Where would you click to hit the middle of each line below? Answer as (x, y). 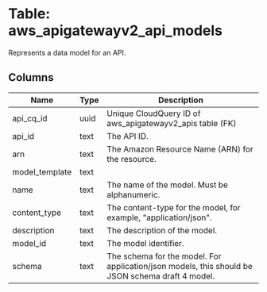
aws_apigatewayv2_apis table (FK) (172, 123)
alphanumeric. (133, 194)
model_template (42, 171)
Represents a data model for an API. (67, 52)
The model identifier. (145, 243)
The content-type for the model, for (174, 207)
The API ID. (128, 136)
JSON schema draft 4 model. (161, 276)
